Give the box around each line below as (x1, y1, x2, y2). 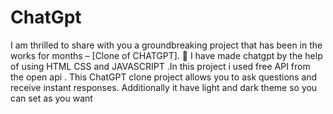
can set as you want (10, 92, 93, 104)
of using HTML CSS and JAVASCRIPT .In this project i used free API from (10, 60, 311, 72)
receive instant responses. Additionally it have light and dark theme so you (10, 81, 318, 93)
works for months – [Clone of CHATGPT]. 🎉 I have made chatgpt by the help (10, 49, 323, 61)
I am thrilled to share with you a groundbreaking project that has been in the (10, 39, 323, 51)
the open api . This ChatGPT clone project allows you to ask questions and (10, 71, 318, 83)
